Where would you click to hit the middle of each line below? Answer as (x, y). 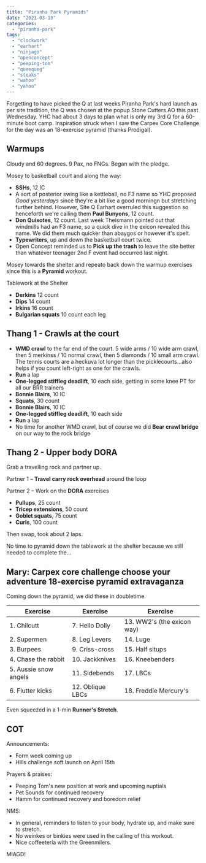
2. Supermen (28, 640)
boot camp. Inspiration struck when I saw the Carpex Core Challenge (112, 123)
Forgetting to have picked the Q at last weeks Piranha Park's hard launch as (102, 104)
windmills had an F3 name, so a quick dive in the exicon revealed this (102, 226)
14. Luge (137, 640)
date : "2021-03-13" (31, 18)
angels (19, 677)
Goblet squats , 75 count (46, 516)
